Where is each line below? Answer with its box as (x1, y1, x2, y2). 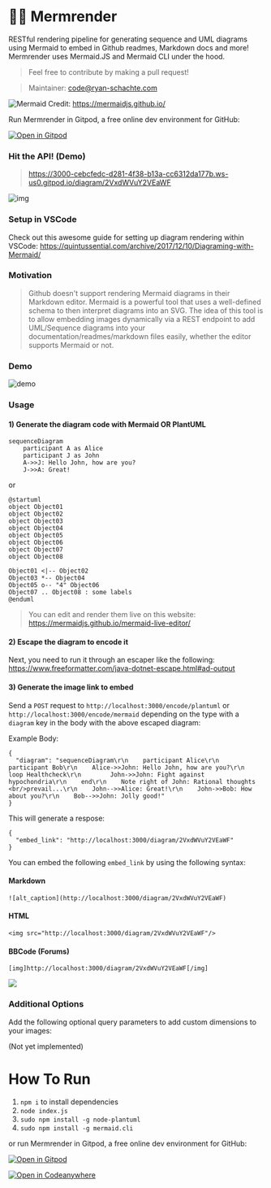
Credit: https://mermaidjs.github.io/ (48, 98, 166, 108)
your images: (8, 1025, 53, 1035)
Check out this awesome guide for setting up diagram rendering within (8, 232, 245, 242)
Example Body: (8, 733, 59, 743)
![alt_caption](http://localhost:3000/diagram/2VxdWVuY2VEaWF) (8, 894, 227, 902)
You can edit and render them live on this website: (28, 610, 196, 620)
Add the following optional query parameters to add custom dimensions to (8, 1016, 257, 1027)
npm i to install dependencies (19, 1097, 119, 1107)
